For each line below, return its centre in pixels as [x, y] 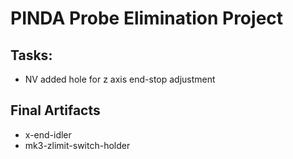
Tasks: [31, 55]
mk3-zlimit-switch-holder [77, 145]
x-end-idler [48, 134]
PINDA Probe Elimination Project [147, 18]
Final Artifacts [55, 110]
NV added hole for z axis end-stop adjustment [120, 79]
